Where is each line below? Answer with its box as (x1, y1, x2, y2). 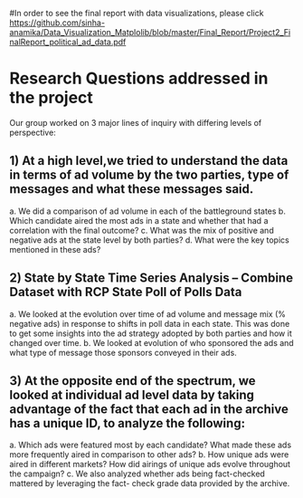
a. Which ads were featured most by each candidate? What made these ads (9, 439, 292, 451)
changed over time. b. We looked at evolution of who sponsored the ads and (9, 337, 294, 348)
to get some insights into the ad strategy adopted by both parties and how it (9, 328, 292, 339)
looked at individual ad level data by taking (9, 387, 255, 402)
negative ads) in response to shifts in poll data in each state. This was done (9, 318, 290, 329)
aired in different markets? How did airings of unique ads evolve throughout (9, 459, 291, 470)
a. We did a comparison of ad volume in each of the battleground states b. (9, 206, 287, 216)
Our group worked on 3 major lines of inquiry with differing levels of (9, 117, 262, 128)
